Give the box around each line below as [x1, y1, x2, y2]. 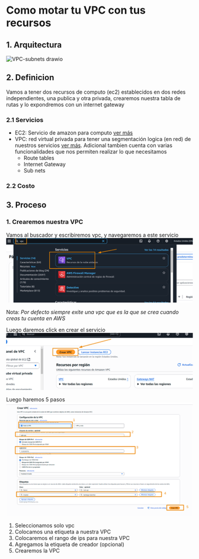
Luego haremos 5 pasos [6, 395, 65, 403]
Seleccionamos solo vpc [14, 522, 75, 529]
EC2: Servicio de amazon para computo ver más [14, 129, 133, 136]
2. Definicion [6, 72, 54, 83]
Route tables [23, 155, 54, 162]
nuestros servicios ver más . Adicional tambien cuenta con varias [14, 142, 173, 149]
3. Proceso [6, 200, 47, 210]
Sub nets [23, 167, 46, 174]
